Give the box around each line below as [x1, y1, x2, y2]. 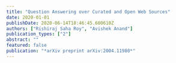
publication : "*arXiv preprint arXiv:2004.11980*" [6, 48, 136, 54]
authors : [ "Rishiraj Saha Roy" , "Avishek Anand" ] [6, 25, 133, 32]
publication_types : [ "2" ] [6, 31, 71, 37]
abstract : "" [6, 37, 39, 43]
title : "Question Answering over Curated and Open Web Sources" [6, 8, 171, 15]
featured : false [6, 43, 47, 49]
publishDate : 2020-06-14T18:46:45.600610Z [6, 20, 114, 26]
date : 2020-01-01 [6, 14, 50, 20]
